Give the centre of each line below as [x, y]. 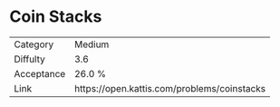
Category [34, 44]
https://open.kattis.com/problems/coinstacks [170, 88]
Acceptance [40, 73]
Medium [92, 44]
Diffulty [29, 59]
